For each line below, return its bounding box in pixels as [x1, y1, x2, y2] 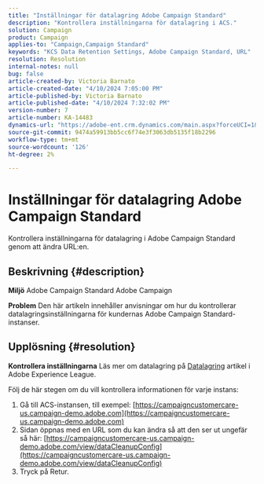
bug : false [8, 70, 44, 78]
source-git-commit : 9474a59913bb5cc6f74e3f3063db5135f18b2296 [8, 128, 216, 136]
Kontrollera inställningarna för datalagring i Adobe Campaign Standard [8, 233, 236, 244]
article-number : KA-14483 [8, 114, 93, 122]
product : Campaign [8, 33, 68, 42]
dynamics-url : [8, 121, 55, 129]
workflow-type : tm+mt [8, 135, 79, 144]
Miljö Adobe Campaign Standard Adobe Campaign [8, 286, 173, 295]
